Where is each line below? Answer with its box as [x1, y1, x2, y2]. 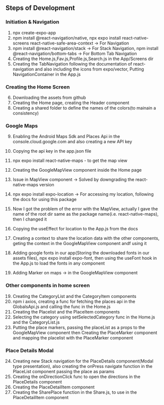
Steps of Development [5, 4, 75, 12]
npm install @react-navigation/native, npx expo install [12, 35, 121, 41]
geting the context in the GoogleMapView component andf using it [12, 241, 147, 247]
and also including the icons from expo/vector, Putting [35, 66, 144, 72]
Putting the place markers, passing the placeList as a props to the [12, 324, 145, 330]
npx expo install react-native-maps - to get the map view [12, 157, 128, 163]
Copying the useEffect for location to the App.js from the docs [12, 226, 139, 232]
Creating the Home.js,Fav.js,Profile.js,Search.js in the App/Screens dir [12, 56, 154, 62]
